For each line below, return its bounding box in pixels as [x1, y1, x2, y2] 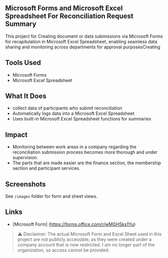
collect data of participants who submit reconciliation [12, 105, 123, 111]
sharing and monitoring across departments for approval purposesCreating [5, 44, 160, 50]
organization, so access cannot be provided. [17, 247, 110, 253]
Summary [5, 20, 37, 28]
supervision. [12, 155, 39, 161]
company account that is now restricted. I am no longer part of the [17, 241, 155, 247]
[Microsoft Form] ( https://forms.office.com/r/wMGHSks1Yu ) [12, 221, 136, 227]
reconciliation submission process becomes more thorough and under [12, 149, 158, 155]
